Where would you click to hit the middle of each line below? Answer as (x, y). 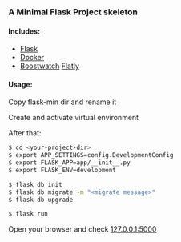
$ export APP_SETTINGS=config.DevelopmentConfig (91, 155)
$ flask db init (35, 184)
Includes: (24, 31)
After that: (25, 133)
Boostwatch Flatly (50, 66)
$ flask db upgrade (41, 200)
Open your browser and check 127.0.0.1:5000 (82, 229)
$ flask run (28, 214)
